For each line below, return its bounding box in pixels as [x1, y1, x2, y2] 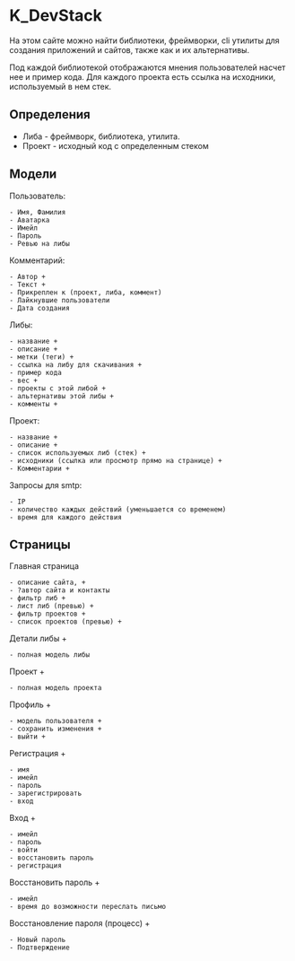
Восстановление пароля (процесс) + [9, 918, 151, 929]
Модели [9, 167, 57, 182]
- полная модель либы [9, 651, 91, 660]
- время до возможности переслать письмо [9, 903, 167, 912]
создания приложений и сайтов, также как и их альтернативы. [9, 44, 250, 55]
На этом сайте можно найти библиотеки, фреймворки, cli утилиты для [9, 35, 280, 46]
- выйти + [9, 732, 47, 741]
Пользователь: [9, 190, 66, 201]
